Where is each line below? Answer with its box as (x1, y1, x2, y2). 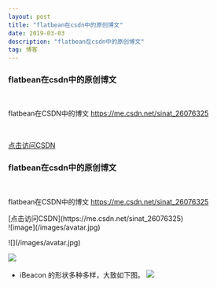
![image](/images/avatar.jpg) (8, 223, 101, 232)
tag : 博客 (8, 46, 38, 54)
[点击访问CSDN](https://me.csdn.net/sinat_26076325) (8, 213, 184, 223)
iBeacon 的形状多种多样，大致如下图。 (19, 270, 145, 279)
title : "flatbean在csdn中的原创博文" (8, 20, 123, 29)
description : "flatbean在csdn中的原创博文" (8, 38, 145, 46)
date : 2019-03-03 (8, 29, 65, 37)
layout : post (8, 13, 51, 20)
